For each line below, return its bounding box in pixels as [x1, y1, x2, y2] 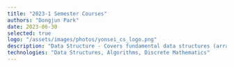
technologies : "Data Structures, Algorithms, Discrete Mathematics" [7, 50, 210, 57]
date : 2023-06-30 [7, 23, 58, 30]
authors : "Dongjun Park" [7, 17, 79, 24]
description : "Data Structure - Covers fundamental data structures [7, 43, 210, 50]
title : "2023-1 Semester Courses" [7, 10, 108, 17]
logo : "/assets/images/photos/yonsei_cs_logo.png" [7, 36, 157, 43]
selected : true [7, 29, 52, 37]
